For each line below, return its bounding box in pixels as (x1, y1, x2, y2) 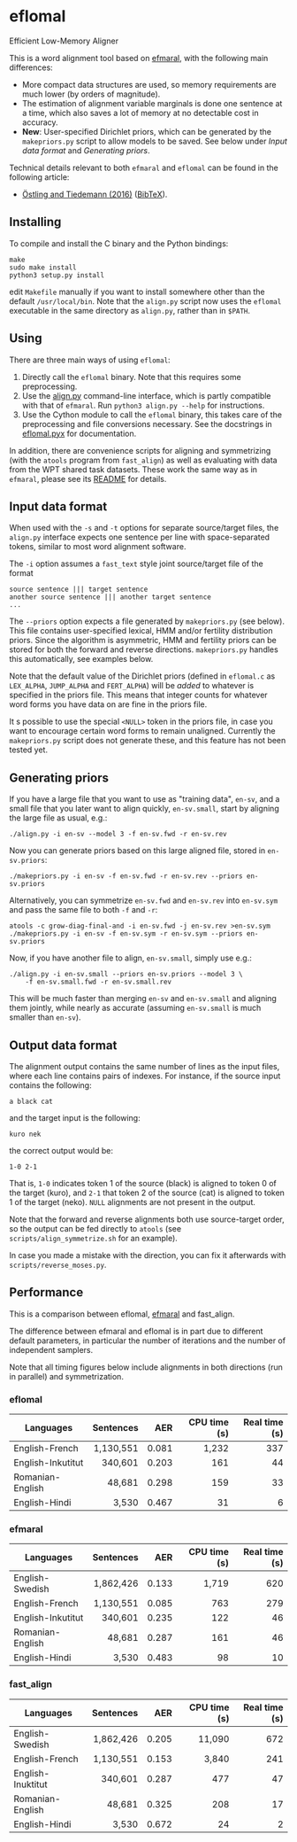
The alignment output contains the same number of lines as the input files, (9, 1061, 280, 1071)
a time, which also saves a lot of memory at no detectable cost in (21, 107, 259, 118)
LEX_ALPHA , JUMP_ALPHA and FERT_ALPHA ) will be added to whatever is (9, 680, 255, 691)
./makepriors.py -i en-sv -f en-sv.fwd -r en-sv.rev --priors (9, 872, 243, 881)
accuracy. (21, 117, 59, 128)
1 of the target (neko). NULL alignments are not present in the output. (9, 1197, 256, 1207)
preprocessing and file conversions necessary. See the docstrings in (21, 418, 272, 429)
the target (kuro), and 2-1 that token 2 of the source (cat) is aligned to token (9, 1187, 286, 1198)
